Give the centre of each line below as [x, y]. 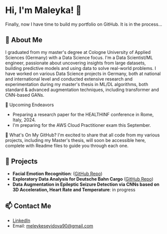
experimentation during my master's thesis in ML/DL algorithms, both [77, 84]
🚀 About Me [24, 40]
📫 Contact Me [28, 206]
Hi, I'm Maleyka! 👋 [43, 10]
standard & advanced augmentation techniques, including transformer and [82, 90]
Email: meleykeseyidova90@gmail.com [53, 226]
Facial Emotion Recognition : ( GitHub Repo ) [57, 174]
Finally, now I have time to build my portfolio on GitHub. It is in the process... [84, 24]
